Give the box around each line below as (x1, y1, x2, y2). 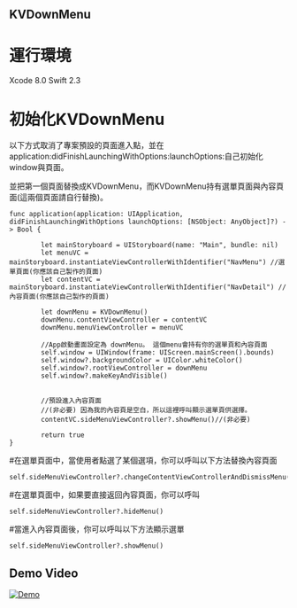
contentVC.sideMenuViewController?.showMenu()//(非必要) (41, 416, 251, 425)
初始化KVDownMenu (9, 109, 165, 129)
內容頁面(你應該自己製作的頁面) (9, 292, 110, 301)
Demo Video (9, 565, 79, 581)
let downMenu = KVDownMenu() (41, 308, 148, 317)
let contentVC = (41, 275, 101, 285)
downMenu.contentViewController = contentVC (41, 316, 208, 324)
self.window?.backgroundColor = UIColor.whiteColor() (41, 356, 243, 365)
